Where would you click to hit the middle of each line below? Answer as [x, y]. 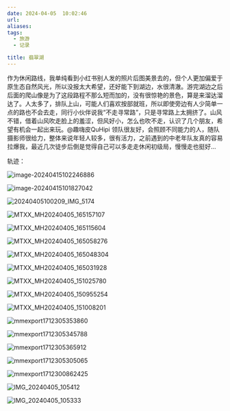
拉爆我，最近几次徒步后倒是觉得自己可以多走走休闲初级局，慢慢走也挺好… [112, 146]
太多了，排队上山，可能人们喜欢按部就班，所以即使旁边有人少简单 [124, 103]
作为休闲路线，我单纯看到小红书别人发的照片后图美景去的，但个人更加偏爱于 [115, 78]
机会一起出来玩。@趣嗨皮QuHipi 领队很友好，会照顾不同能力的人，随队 [119, 129]
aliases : [20, 26]
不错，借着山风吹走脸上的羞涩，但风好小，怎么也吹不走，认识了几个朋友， [112, 121]
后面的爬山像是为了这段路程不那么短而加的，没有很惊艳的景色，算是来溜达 [112, 95]
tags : [15, 33]
